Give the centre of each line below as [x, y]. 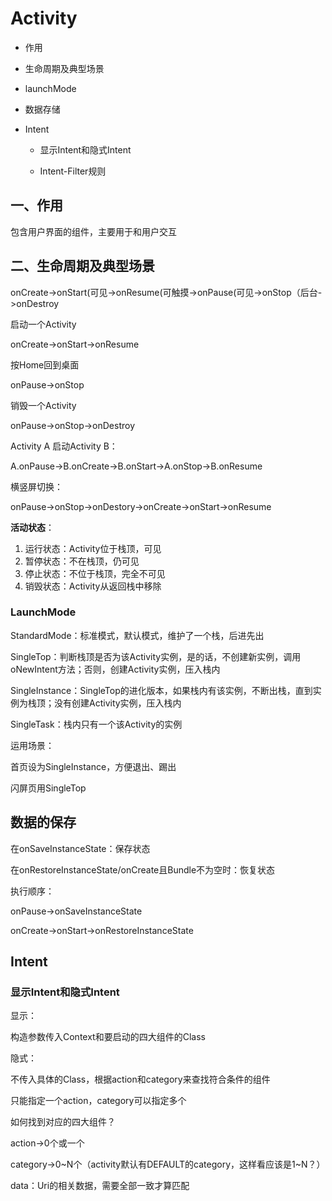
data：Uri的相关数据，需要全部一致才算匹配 [100, 1186]
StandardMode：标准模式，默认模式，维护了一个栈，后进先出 [137, 635]
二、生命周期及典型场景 [82, 266]
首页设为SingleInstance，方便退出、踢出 [93, 766]
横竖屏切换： [36, 486]
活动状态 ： [32, 527]
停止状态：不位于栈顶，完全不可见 [95, 573]
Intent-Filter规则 [73, 171]
